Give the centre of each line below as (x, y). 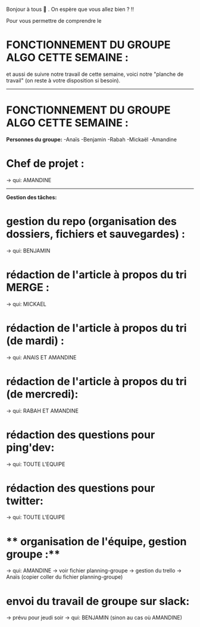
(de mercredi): (42, 394)
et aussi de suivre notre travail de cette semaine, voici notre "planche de (95, 74)
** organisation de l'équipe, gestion (96, 541)
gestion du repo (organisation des (91, 222)
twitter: (25, 501)
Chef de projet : (45, 164)
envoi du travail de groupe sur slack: (98, 601)
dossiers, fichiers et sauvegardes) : (96, 234)
